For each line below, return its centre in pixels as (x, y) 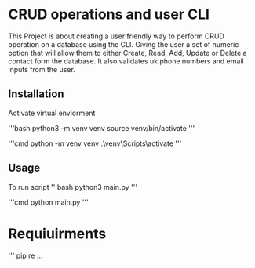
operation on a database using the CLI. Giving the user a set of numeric (124, 44)
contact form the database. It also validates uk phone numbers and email (126, 61)
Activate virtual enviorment (52, 113)
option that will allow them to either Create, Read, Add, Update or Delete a (127, 53)
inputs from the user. (42, 69)
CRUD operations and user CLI (109, 14)
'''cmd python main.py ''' (48, 202)
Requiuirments (57, 234)
